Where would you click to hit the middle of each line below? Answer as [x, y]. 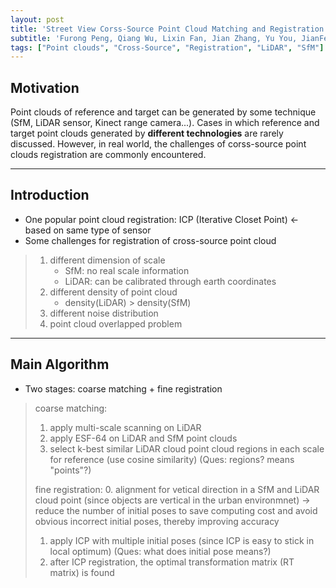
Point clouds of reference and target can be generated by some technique [163, 112]
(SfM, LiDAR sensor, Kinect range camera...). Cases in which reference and [165, 123]
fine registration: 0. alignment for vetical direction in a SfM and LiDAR [177, 489]
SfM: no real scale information [127, 270]
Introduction [50, 195]
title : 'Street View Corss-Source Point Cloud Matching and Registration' [169, 29]
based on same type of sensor [88, 230]
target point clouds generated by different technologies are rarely [147, 133]
